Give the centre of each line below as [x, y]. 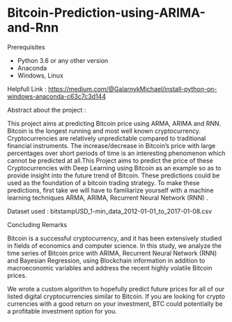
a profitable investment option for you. [62, 311]
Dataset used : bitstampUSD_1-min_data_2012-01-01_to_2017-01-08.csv [110, 211]
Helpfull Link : [27, 89]
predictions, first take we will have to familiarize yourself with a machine [110, 190]
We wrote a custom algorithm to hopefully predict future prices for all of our [116, 288]
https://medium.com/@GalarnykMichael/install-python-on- [132, 89]
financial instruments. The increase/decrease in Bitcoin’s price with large [111, 145]
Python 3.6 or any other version [63, 60]
